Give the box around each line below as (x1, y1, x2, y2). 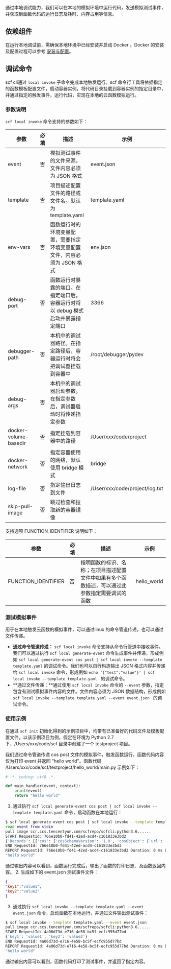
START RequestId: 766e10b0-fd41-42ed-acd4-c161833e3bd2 (5, 834, 126, 839)
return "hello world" (14, 793, 60, 798)
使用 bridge (50, 464, 78, 471)
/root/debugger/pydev (91, 350, 144, 358)
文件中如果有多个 (80, 574, 122, 581)
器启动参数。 (50, 387, 81, 394)
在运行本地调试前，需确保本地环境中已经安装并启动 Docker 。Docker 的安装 (5, 41, 164, 48)
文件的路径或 (50, 190, 81, 197)
